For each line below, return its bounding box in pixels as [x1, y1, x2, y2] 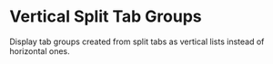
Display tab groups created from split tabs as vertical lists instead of [9, 36, 265, 47]
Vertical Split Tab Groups [9, 6, 202, 27]
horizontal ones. [9, 45, 70, 56]
